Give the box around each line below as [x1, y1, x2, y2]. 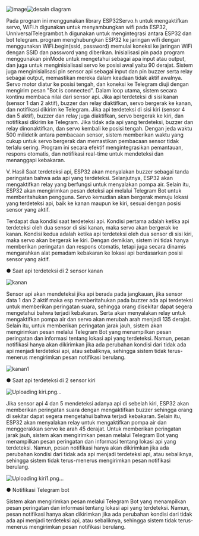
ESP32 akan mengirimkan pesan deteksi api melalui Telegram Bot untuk [6, 187, 182, 194]
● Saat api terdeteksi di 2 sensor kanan [6, 267, 103, 274]
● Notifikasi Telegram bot [6, 487, 70, 493]
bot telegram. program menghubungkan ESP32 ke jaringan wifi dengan [6, 36, 180, 43]
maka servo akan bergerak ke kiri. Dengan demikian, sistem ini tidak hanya [6, 237, 189, 244]
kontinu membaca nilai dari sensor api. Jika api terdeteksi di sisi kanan [6, 93, 179, 100]
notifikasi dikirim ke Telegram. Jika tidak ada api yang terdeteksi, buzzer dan [6, 119, 194, 125]
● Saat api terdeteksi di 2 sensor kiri [6, 377, 96, 384]
